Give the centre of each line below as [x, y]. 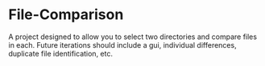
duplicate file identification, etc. [60, 53]
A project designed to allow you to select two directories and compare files [133, 37]
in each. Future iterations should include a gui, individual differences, [122, 45]
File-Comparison [66, 15]
